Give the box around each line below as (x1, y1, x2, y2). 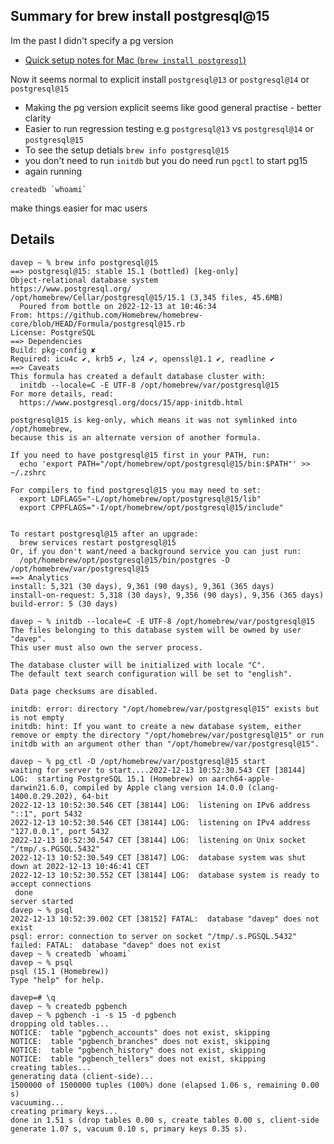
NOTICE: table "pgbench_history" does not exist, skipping (10, 1045, 267, 1055)
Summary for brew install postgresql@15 (10, 8, 270, 25)
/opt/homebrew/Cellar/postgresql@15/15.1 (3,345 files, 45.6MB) (10, 292, 284, 303)
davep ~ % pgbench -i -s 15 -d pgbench (10, 1010, 177, 1020)
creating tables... (10, 1062, 92, 1073)
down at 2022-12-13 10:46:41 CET (10, 861, 150, 871)
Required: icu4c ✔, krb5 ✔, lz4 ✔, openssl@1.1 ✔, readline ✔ (10, 354, 275, 364)
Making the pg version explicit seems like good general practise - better (24, 101, 322, 113)
